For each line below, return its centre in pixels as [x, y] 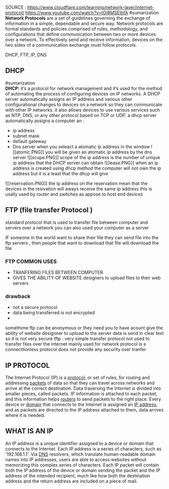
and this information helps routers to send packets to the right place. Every [83, 399]
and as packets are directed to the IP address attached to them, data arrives [85, 410]
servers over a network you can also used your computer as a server [77, 228]
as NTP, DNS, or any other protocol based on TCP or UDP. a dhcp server [81, 115]
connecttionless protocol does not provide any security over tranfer [76, 350]
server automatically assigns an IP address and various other [69, 99]
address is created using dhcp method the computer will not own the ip [87, 168]
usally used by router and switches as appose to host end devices [74, 194]
